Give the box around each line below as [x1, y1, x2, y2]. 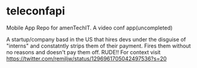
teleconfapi [6, 4, 66, 18]
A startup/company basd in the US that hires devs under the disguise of [6, 36, 187, 43]
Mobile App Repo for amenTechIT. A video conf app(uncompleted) [6, 24, 173, 31]
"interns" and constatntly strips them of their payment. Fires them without [6, 42, 192, 49]
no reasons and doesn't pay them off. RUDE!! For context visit [6, 48, 161, 55]
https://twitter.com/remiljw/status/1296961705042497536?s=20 [6, 55, 167, 62]
